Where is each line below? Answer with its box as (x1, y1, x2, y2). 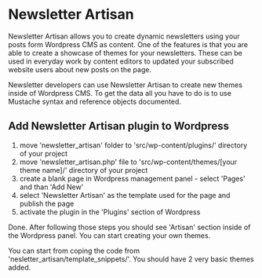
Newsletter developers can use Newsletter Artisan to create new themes (8, 80, 243, 90)
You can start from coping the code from (8, 246, 140, 255)
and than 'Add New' (19, 182, 84, 192)
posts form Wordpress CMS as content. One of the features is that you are (8, 39, 249, 49)
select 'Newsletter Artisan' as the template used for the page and (19, 190, 231, 199)
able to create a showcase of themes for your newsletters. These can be (8, 48, 243, 57)
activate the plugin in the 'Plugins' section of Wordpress (19, 207, 201, 217)
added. (8, 262, 31, 272)
